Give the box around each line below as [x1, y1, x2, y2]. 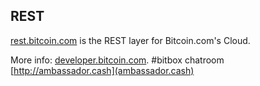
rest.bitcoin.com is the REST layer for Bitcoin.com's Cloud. [10, 34, 251, 46]
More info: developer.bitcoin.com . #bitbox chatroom [10, 54, 225, 66]
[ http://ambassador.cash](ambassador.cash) [10, 64, 195, 76]
